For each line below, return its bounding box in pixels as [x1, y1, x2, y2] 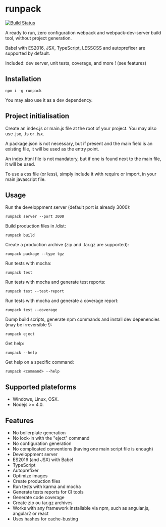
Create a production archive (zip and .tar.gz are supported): [5, 242, 130, 248]
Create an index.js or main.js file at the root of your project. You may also [5, 125, 157, 131]
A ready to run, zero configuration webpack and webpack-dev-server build [5, 29, 161, 35]
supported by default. [5, 50, 50, 56]
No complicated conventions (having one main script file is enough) [12, 446, 153, 451]
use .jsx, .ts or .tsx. [5, 130, 44, 137]
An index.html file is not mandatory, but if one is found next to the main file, [5, 156, 161, 162]
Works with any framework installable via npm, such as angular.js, [12, 505, 150, 511]
